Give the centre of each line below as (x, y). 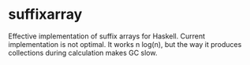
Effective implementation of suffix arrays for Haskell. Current (107, 36)
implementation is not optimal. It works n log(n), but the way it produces (125, 44)
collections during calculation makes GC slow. (83, 52)
